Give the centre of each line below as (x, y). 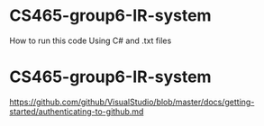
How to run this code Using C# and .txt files (91, 40)
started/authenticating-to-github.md (77, 111)
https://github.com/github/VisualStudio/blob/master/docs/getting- (132, 102)
